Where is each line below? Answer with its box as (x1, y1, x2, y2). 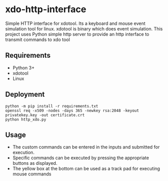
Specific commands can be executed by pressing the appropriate (12, 155, 149, 161)
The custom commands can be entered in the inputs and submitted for (12, 144, 160, 150)
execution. (12, 150, 35, 156)
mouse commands (12, 171, 52, 177)
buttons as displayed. (12, 160, 58, 166)
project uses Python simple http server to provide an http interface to (5, 31, 149, 37)
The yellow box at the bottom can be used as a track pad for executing (12, 166, 160, 172)
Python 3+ (12, 64, 35, 70)
